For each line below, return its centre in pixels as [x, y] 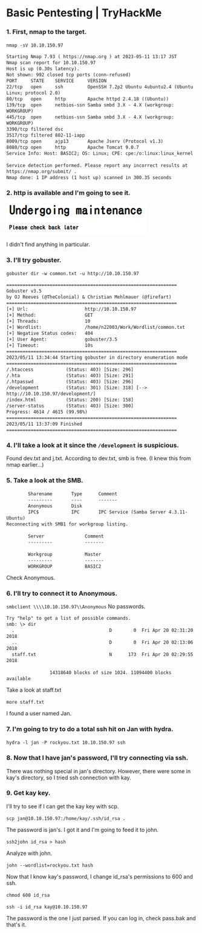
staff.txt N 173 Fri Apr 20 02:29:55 [103, 654]
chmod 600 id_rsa [28, 895]
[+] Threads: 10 [48, 321]
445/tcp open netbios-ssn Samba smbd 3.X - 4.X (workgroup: [90, 117]
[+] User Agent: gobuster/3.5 [62, 340]
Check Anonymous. [31, 577]
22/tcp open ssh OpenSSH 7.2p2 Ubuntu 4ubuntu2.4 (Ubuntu [100, 87]
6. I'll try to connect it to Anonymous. [62, 593]
